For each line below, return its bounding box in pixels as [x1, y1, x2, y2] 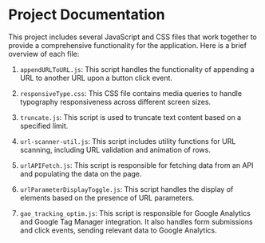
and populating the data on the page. [19, 169, 142, 178]
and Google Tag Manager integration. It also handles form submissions [19, 217, 253, 226]
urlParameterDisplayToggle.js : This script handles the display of [19, 184, 234, 193]
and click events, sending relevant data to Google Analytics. [19, 225, 217, 235]
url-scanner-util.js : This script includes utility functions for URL [19, 136, 236, 145]
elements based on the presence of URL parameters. [19, 193, 195, 202]
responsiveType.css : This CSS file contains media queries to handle [19, 88, 242, 98]
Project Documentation [8, 6, 165, 24]
